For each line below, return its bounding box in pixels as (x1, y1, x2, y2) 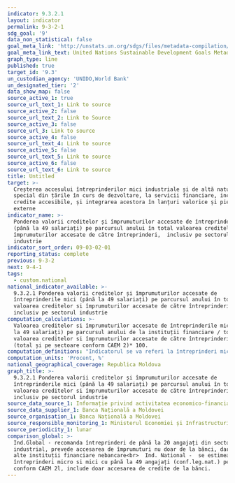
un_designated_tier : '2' (7, 82, 80, 89)
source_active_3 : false (7, 120, 77, 128)
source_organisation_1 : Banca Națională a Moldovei (7, 413, 161, 420)
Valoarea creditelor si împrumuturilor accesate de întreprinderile (13, 322, 218, 329)
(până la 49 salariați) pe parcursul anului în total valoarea (13, 224, 201, 231)
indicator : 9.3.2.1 (7, 10, 64, 17)
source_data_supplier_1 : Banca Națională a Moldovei (7, 407, 164, 414)
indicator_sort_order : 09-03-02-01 (7, 244, 111, 252)
